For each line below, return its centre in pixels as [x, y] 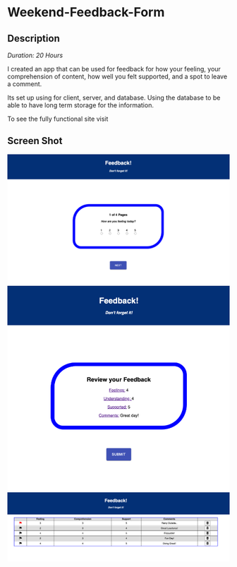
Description [34, 38]
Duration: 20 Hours [35, 55]
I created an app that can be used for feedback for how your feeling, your [114, 69]
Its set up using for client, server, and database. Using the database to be [114, 97]
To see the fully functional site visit [58, 119]
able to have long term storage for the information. [80, 105]
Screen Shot [35, 141]
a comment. [25, 84]
